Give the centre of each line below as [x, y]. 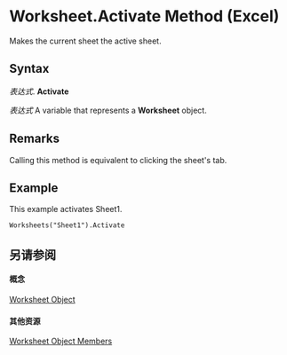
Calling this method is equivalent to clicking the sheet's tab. [118, 160]
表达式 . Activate [39, 91]
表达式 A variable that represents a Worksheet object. [108, 110]
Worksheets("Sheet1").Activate [67, 225]
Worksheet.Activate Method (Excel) [144, 16]
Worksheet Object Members [61, 341]
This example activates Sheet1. [66, 209]
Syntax [29, 69]
